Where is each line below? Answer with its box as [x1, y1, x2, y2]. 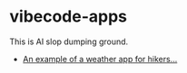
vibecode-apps [9, 6, 128, 27]
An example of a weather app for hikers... [22, 53, 178, 64]
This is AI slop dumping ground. [9, 36, 129, 47]
